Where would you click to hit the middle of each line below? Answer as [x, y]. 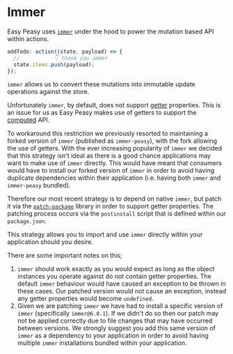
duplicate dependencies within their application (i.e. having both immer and [114, 178]
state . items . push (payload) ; [54, 64]
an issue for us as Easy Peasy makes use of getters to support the [102, 113]
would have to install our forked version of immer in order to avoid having [111, 171]
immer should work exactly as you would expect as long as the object [116, 269]
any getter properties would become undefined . [86, 299]
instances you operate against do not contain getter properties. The [114, 277]
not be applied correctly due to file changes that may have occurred [115, 321]
